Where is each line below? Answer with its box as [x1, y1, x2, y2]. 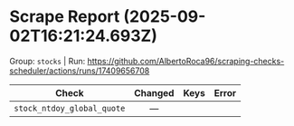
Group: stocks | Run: [9, 55, 86, 66]
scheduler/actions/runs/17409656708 [9, 65, 150, 76]
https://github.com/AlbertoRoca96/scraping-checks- [87, 55, 285, 66]
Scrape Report [9, 6, 120, 27]
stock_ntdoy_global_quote [14, 102, 126, 113]
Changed [134, 86, 175, 99]
